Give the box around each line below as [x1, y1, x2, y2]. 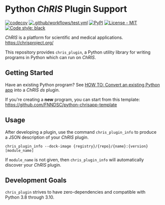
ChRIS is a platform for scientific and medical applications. [5, 34, 123, 40]
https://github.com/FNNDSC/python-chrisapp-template [5, 102, 117, 108]
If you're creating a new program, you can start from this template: [5, 96, 140, 102]
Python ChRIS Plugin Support [5, 3, 127, 15]
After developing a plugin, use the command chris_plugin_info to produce [5, 129, 157, 135]
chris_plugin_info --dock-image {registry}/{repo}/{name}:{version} [5, 144, 148, 148]
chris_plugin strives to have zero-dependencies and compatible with [5, 189, 146, 195]
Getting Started [5, 69, 54, 77]
